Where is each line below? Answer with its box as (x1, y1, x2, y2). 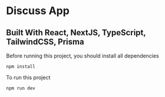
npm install (6, 63, 35, 69)
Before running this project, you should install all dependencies (6, 52, 159, 59)
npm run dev (6, 85, 35, 91)
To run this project (6, 74, 51, 81)
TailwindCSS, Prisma (6, 36, 84, 46)
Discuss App (6, 4, 70, 18)
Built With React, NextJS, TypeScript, (6, 28, 146, 38)
